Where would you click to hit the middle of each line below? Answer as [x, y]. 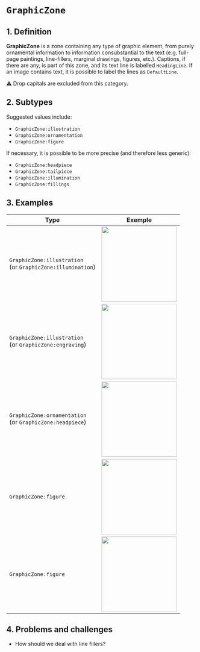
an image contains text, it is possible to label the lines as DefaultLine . [92, 72]
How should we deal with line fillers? [60, 644]
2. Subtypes [30, 102]
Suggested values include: [39, 117]
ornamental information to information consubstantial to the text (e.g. [92, 52]
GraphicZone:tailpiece [43, 171]
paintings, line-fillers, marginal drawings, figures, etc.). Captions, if [103, 59]
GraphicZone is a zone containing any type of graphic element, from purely [100, 46]
